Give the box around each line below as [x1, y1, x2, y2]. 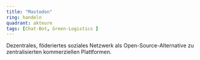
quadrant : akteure [6, 20, 53, 26]
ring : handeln [6, 14, 42, 20]
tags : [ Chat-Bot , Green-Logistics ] [6, 25, 98, 32]
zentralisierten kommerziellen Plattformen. [6, 49, 112, 56]
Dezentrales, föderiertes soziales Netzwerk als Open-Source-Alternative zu [6, 42, 195, 49]
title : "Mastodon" [6, 8, 53, 15]
